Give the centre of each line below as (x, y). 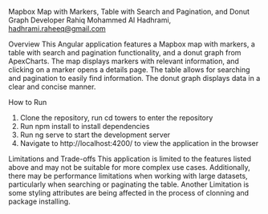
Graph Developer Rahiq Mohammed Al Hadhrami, (90, 20)
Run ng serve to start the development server (95, 135)
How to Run (28, 102)
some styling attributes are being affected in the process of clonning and (129, 193)
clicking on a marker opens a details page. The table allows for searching (129, 70)
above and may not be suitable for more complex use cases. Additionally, (129, 167)
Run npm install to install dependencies (85, 126)
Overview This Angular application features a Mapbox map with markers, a (132, 44)
